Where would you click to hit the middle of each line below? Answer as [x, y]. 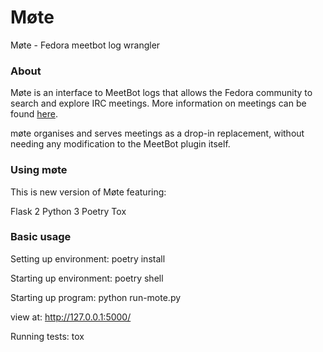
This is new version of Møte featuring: [88, 192]
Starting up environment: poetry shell [87, 278]
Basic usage [41, 237]
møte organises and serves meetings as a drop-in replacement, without [157, 133]
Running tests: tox [47, 336]
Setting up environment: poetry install [88, 258]
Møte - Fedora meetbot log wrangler [85, 45]
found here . [34, 114]
